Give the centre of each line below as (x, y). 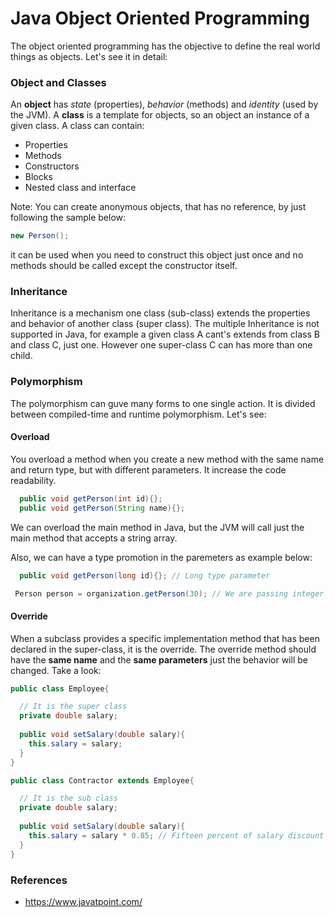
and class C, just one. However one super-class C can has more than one (161, 345)
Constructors (52, 166)
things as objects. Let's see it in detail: (89, 56)
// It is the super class (73, 707)
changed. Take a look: (56, 670)
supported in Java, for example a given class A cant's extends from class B (165, 334)
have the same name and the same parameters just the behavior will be (159, 659)
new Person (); (40, 236)
